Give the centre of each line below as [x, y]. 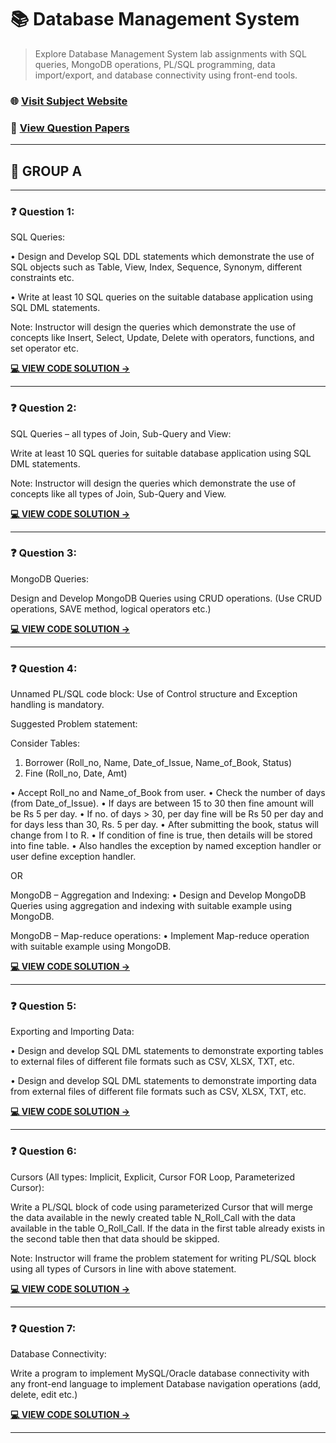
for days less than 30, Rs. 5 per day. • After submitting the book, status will [165, 825]
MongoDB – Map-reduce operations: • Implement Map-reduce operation [160, 936]
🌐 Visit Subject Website [69, 101]
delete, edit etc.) [44, 1395]
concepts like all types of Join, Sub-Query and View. [118, 493]
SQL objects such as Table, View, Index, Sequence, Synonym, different [156, 267]
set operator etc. [45, 348]
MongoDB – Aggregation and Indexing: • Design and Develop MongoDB [158, 895]
